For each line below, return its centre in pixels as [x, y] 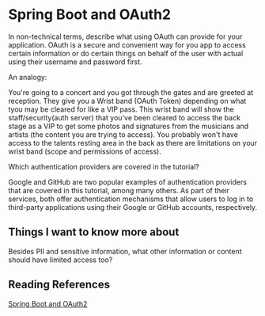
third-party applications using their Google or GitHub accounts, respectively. [133, 207]
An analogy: [28, 77]
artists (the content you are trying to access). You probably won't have [123, 134]
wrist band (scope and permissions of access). [85, 151]
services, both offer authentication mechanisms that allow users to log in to [131, 199]
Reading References [59, 285]
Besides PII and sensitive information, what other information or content [125, 251]
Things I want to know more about [94, 232]
